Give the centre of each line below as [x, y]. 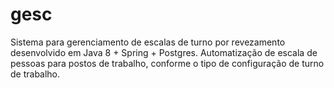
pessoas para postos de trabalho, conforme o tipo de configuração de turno [167, 63]
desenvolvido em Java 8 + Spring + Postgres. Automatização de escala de [164, 52]
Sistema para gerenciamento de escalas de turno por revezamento [148, 42]
